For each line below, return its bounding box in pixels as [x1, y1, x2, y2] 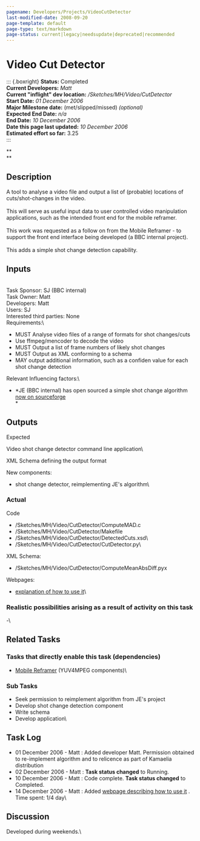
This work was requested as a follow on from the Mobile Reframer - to [6, 226, 182, 234]
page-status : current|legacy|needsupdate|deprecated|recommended [6, 32, 175, 38]
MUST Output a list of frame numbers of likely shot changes [15, 343, 165, 351]
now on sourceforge [15, 393, 66, 400]
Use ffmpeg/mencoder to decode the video [15, 337, 124, 344]
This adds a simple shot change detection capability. [6, 246, 138, 253]
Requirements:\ [6, 319, 44, 326]
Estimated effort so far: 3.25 [6, 130, 79, 137]
